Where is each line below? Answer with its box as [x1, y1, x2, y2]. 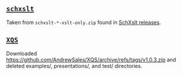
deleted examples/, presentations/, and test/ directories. [6, 62, 143, 69]
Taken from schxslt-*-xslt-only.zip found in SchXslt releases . [6, 19, 161, 26]
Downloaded [6, 50, 37, 57]
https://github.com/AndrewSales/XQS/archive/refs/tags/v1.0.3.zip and [6, 56, 176, 63]
